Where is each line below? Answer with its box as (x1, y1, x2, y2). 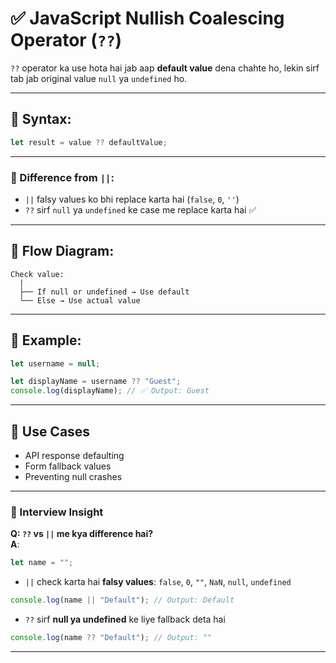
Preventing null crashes (24, 470, 123, 482)
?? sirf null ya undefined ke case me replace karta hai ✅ (24, 203, 257, 216)
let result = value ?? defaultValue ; (10, 137, 168, 147)
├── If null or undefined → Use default (19, 287, 190, 297)
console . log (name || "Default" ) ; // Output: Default (10, 595, 235, 606)
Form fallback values (24, 460, 112, 472)
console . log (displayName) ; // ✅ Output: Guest (10, 386, 210, 396)
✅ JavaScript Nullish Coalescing (10, 7, 285, 30)
